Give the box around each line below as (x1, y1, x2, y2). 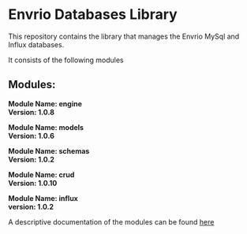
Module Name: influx (8, 193, 79, 202)
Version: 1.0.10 (8, 178, 58, 188)
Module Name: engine (8, 98, 83, 108)
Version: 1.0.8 (8, 107, 55, 117)
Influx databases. (8, 39, 65, 49)
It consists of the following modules (8, 55, 124, 65)
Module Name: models (8, 122, 84, 132)
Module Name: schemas (8, 146, 90, 155)
